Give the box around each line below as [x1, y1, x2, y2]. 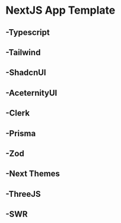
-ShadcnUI [5, 68, 46, 78]
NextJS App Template [5, 4, 116, 17]
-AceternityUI [5, 87, 58, 98]
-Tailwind [5, 47, 41, 57]
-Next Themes [5, 169, 60, 179]
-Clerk [5, 108, 30, 118]
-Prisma [5, 128, 36, 139]
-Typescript [5, 27, 50, 37]
